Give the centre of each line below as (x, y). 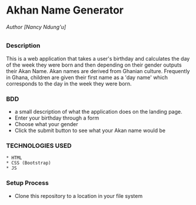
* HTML (14, 158)
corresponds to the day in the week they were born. (69, 84)
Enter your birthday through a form (57, 118)
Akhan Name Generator (65, 10)
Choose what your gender (46, 124)
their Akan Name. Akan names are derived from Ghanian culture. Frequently (98, 71)
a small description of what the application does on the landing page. (98, 112)
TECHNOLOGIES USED (39, 146)
